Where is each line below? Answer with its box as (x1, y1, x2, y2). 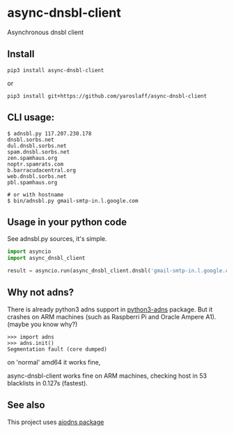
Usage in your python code (7, 216, 127, 228)
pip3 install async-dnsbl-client (7, 66, 104, 74)
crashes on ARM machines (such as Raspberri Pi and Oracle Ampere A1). (7, 312, 217, 321)
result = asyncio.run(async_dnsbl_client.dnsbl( (7, 267, 151, 274)
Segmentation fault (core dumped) (7, 346, 108, 353)
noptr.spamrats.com (7, 161, 64, 168)
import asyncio (7, 248, 52, 256)
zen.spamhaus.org (7, 154, 58, 161)
